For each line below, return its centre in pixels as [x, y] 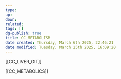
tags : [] [14, 29]
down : [11, 19]
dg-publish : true [23, 33]
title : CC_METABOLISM [28, 38]
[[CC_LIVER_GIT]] [23, 61]
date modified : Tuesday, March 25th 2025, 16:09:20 [60, 47]
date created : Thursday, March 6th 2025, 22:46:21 [59, 43]
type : [11, 10]
